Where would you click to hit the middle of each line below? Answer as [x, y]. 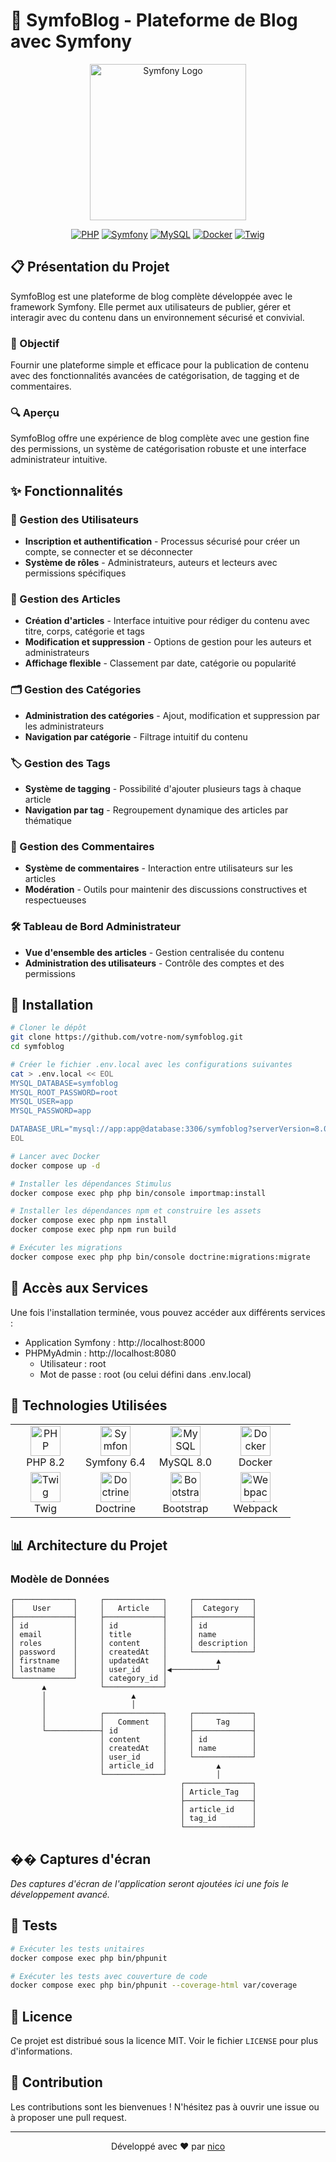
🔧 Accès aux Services [79, 1288]
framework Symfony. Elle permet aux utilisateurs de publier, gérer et [151, 306]
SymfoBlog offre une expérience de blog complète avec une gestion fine [160, 438]
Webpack [255, 1509]
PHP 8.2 [45, 1462]
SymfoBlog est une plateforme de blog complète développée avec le [151, 296]
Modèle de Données [60, 1579]
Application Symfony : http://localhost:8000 [115, 1342]
